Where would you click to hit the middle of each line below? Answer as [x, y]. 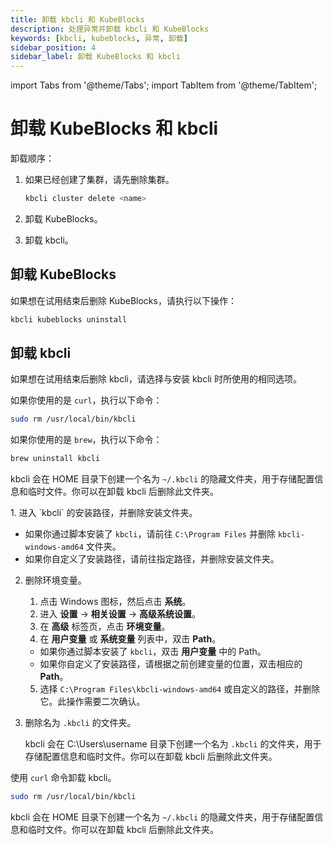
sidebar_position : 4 [53, 47]
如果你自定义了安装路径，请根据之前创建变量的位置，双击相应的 [171, 664]
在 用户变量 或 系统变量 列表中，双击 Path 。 [130, 639]
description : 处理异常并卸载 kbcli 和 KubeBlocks [110, 29]
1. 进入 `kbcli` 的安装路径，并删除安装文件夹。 [104, 513]
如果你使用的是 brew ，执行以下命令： [86, 440]
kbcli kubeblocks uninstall [69, 319]
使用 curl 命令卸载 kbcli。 [63, 778]
